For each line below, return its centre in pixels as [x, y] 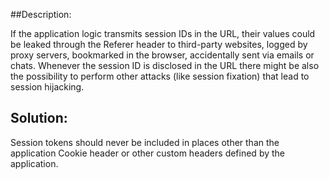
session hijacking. [47, 87]
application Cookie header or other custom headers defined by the [148, 153]
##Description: [41, 14]
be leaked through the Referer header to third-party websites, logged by [159, 44]
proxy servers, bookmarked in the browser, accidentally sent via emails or [162, 55]
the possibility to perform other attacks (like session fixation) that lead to [160, 76]
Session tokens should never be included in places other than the [145, 142]
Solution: [39, 118]
